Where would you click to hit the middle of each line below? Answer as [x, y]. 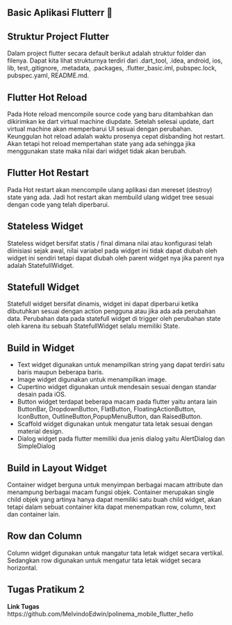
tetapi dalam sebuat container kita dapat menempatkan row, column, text [111, 507]
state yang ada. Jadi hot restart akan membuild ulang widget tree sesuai [110, 197]
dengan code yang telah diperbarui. [58, 204]
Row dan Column [44, 536]
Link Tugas [23, 606]
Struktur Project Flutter [58, 37]
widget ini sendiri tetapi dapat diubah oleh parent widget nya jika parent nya [116, 258]
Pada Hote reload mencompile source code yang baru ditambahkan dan [110, 114]
